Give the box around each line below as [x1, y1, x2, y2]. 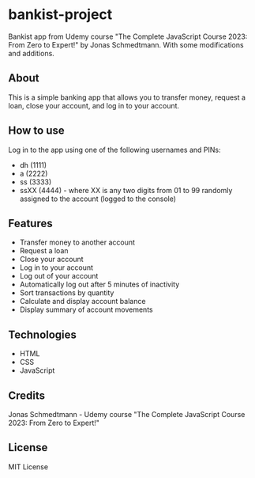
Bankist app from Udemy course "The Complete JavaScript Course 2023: [8, 32, 248, 41]
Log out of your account [19, 271, 99, 281]
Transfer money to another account [19, 237, 136, 247]
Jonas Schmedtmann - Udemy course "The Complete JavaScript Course [8, 410, 246, 419]
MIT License [8, 461, 49, 472]
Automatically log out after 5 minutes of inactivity [19, 279, 180, 290]
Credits [8, 389, 46, 402]
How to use [8, 124, 65, 138]
